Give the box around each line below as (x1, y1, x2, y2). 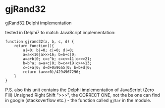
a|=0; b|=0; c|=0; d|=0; (23, 48, 74, 53)
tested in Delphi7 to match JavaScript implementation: (5, 29, 115, 35)
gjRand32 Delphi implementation (5, 20, 72, 26)
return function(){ (14, 43, 55, 48)
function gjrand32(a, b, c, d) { (5, 39, 74, 44)
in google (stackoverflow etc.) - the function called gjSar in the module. (5, 97, 152, 103)
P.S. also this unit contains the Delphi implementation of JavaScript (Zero (5, 87, 155, 93)
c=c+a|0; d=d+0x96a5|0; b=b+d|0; (23, 65, 92, 70)
